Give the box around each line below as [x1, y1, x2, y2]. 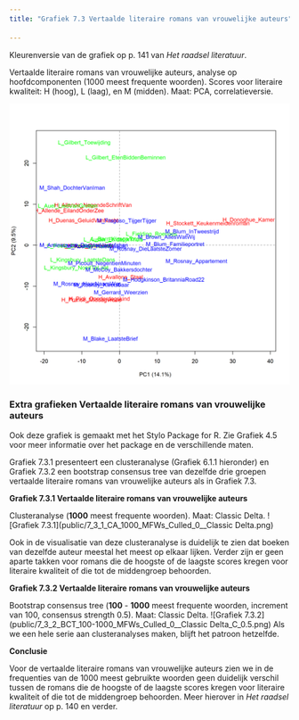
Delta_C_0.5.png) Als [209, 618, 285, 629]
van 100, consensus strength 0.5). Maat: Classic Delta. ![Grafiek [9, 609, 243, 620]
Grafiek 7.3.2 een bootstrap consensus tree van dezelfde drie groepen [9, 466, 267, 476]
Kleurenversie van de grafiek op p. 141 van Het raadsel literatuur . [9, 49, 247, 60]
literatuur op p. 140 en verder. [9, 700, 118, 711]
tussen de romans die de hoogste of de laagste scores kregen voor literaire [9, 682, 285, 692]
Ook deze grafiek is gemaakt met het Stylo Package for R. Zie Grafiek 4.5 [9, 429, 278, 441]
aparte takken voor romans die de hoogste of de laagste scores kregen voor [9, 556, 289, 567]
